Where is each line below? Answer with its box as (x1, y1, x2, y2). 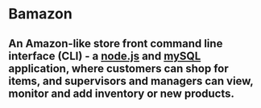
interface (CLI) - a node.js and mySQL (8, 49, 201, 62)
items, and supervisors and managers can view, (8, 74, 254, 88)
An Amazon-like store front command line (8, 37, 223, 50)
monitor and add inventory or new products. (8, 86, 235, 100)
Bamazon (8, 5, 72, 23)
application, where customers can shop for (8, 62, 230, 75)
